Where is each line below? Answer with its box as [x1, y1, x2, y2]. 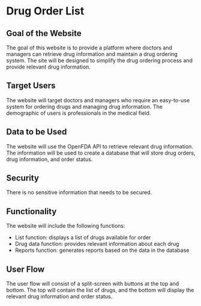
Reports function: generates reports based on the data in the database [14, 246, 190, 254]
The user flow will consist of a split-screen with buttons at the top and [6, 280, 179, 287]
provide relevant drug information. [6, 63, 91, 70]
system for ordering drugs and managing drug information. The [6, 103, 163, 110]
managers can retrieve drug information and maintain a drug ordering [6, 50, 178, 58]
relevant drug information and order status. [6, 293, 113, 300]
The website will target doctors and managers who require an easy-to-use [6, 96, 190, 103]
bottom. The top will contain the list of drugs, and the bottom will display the [6, 287, 194, 294]
